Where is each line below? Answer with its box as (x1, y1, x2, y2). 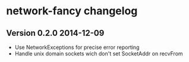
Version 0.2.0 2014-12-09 (6, 28, 105, 38)
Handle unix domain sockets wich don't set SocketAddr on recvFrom (14, 50, 183, 57)
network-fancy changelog (6, 4, 138, 18)
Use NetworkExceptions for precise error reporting (14, 44, 140, 51)
